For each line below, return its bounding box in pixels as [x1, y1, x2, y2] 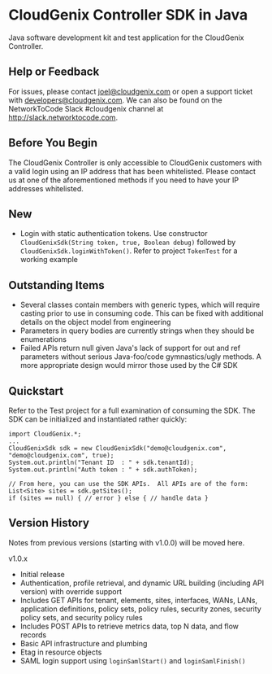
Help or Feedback [8, 65, 100, 79]
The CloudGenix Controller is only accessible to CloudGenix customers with [8, 157, 262, 168]
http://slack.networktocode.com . [8, 112, 119, 122]
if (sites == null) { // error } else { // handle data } [8, 494, 209, 502]
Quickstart [8, 384, 64, 398]
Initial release [19, 569, 65, 579]
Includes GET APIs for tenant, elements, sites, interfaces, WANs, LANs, [19, 595, 258, 605]
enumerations [19, 335, 67, 344]
